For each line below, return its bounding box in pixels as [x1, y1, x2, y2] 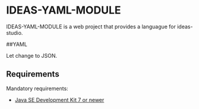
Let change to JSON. [6, 52, 58, 59]
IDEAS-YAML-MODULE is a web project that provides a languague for [6, 23, 176, 30]
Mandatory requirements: [6, 85, 68, 92]
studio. [6, 29, 23, 36]
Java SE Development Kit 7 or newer [14, 96, 105, 103]
